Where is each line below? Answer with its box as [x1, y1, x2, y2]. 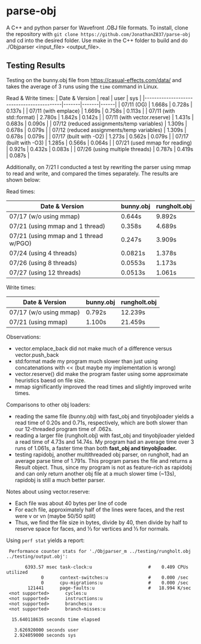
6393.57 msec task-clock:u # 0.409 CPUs [25, 564, 188, 570]
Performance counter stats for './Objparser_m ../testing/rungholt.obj [8, 548, 191, 554]
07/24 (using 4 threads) [9, 249, 78, 257]
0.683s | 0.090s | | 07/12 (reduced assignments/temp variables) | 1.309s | [6, 120, 187, 127]
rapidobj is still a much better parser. [14, 476, 106, 483]
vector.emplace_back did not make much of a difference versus [14, 345, 172, 352]
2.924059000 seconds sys [14, 632, 77, 638]
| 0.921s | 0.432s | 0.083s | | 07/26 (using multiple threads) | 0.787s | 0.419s [6, 145, 193, 152]
